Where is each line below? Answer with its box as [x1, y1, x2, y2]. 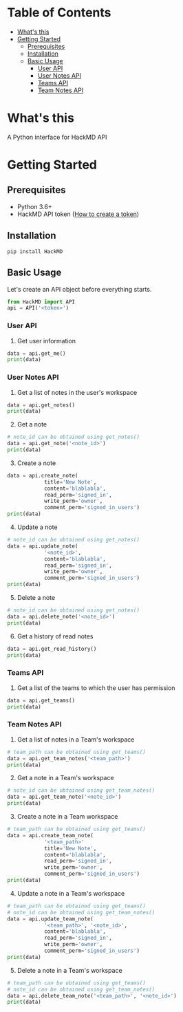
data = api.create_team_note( [7, 832, 94, 839]
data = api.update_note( [7, 542, 78, 550]
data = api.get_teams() [7, 697, 76, 704]
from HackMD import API [7, 298, 76, 305]
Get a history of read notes [17, 632, 94, 640]
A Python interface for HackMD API [7, 133, 108, 141]
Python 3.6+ [17, 202, 53, 211]
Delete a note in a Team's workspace [17, 966, 122, 974]
